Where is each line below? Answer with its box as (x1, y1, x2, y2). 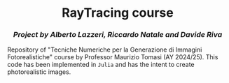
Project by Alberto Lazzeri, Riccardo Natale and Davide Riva (13, 30, 223, 40)
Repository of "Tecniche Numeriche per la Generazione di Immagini (7, 45, 202, 54)
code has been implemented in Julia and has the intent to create (7, 61, 195, 69)
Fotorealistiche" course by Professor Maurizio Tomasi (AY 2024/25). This (7, 53, 218, 61)
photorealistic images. (7, 68, 71, 76)
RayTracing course (62, 5, 174, 21)
